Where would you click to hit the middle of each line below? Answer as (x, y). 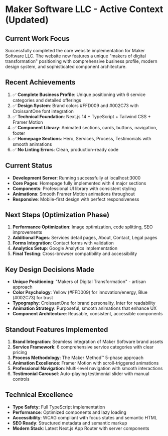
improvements (27, 232)
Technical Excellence (39, 395)
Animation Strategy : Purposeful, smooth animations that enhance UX (85, 308)
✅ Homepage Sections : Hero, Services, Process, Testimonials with (82, 138)
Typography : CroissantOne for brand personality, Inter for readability (84, 303)
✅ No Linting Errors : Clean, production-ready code (65, 149)
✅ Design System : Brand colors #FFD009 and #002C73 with (75, 105)
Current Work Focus (38, 38)
